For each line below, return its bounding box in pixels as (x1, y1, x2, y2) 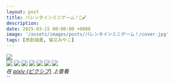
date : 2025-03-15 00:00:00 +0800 (6, 25, 91, 32)
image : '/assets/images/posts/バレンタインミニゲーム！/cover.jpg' (6, 32, 169, 38)
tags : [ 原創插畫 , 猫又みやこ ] (6, 37, 75, 43)
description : (6, 20, 39, 26)
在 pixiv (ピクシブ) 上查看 (6, 68, 69, 75)
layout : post (6, 8, 39, 15)
